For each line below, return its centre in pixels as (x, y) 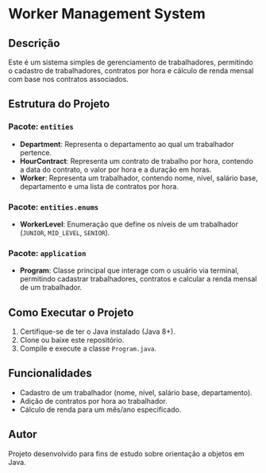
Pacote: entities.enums (54, 207)
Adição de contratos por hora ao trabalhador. (94, 401)
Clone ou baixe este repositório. (72, 340)
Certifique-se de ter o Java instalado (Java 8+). (98, 331)
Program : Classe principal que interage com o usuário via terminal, (129, 270)
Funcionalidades (50, 373)
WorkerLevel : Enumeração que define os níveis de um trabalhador (129, 224)
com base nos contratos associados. (68, 79)
